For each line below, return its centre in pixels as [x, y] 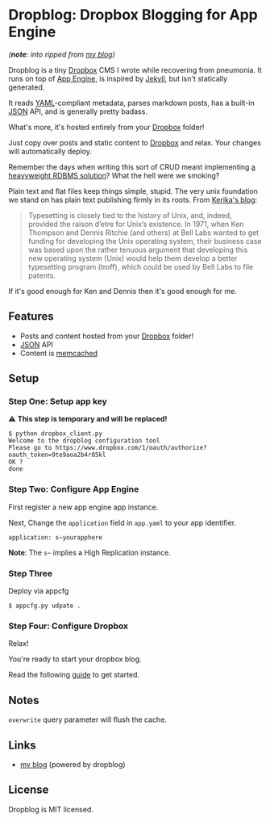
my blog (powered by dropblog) [73, 764]
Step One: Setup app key [58, 401]
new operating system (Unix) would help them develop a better [133, 258]
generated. [27, 87]
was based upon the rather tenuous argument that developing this [138, 250]
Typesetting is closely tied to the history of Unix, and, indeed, [130, 215]
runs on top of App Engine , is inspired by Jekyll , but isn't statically [118, 78]
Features [31, 317]
